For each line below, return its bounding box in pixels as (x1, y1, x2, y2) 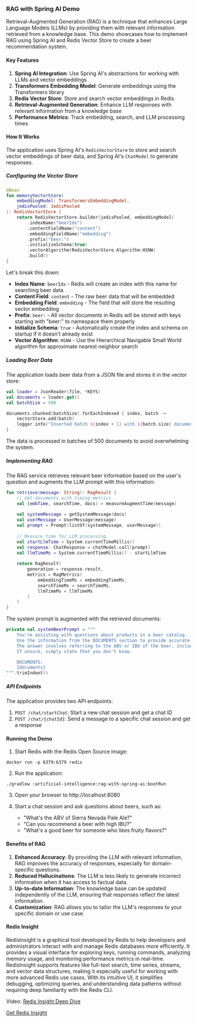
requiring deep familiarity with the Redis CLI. (6, 986, 113, 993)
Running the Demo (6, 735, 53, 742)
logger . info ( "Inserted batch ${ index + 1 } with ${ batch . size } (16, 422, 172, 427)
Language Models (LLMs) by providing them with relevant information (6, 24, 175, 31)
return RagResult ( (16, 561, 62, 567)
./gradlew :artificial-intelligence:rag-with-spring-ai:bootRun (6, 781, 167, 787)
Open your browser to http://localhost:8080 (14, 791, 120, 799)
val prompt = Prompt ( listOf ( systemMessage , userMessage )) (16, 523, 161, 529)
